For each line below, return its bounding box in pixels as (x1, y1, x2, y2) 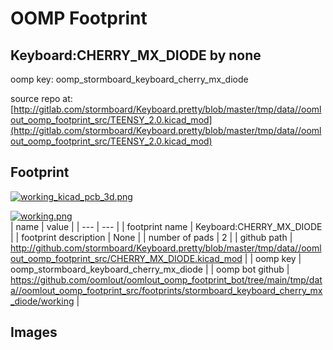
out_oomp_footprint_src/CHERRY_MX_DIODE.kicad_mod (10, 252, 243, 264)
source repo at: (10, 93, 73, 104)
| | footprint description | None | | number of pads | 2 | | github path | (10, 231, 293, 243)
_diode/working (10, 295, 75, 307)
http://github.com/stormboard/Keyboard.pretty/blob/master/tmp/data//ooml (10, 242, 322, 254)
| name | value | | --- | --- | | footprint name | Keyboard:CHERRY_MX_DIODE (10, 220, 323, 232)
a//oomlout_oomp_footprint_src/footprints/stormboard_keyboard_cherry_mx (10, 284, 323, 296)
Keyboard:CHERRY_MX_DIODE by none (10, 47, 262, 64)
